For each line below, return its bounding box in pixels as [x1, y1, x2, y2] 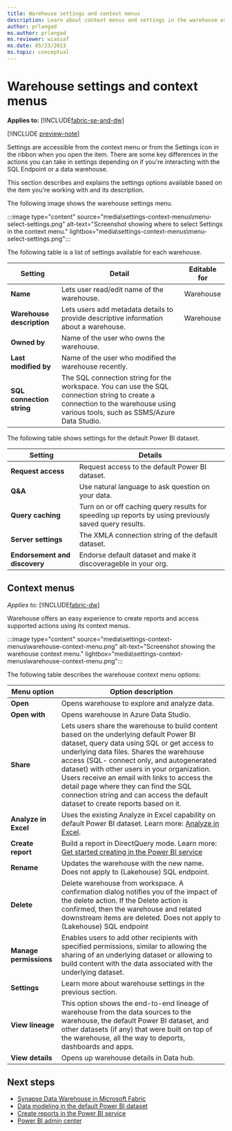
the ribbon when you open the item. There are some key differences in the [7, 150, 219, 158]
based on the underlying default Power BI [61, 729, 196, 739]
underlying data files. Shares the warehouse [61, 746, 204, 756]
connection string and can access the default [61, 790, 209, 800]
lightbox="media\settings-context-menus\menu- [69, 227, 207, 235]
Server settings [10, 534, 63, 544]
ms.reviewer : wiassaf [7, 36, 70, 43]
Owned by [10, 337, 46, 347]
